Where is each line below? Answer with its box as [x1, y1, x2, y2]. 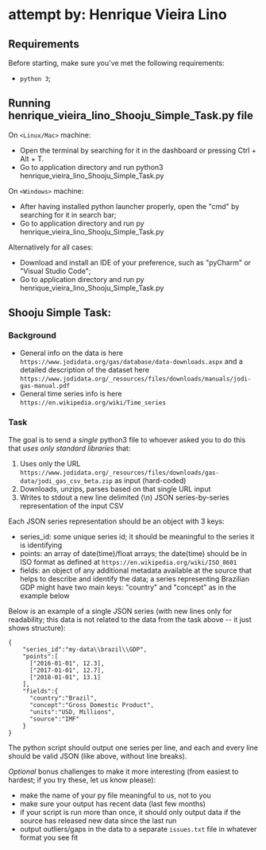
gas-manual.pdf [19, 381, 71, 390]
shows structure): [8, 623, 66, 632]
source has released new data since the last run [19, 816, 177, 825]
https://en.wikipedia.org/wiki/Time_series [19, 399, 167, 407]
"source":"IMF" [29, 715, 80, 723]
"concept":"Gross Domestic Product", [29, 701, 155, 709]
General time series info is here [19, 388, 122, 398]
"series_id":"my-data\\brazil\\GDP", [22, 645, 148, 653]
